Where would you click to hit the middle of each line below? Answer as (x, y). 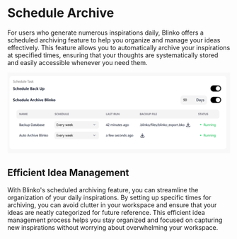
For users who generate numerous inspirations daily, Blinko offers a (105, 33)
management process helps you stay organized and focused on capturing (115, 220)
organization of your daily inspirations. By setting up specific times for (109, 197)
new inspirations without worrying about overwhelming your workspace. (113, 227)
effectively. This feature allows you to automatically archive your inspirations (119, 47)
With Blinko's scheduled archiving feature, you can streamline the (103, 190)
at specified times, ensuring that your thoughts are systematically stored (113, 55)
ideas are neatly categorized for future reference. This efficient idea (106, 212)
